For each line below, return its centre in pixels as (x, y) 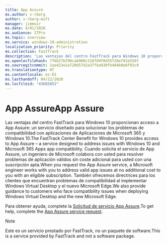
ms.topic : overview (25, 38)
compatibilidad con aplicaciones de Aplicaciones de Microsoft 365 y (75, 133)
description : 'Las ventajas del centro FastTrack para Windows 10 (75, 56)
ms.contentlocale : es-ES (31, 75)
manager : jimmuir (23, 24)
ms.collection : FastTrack (32, 51)
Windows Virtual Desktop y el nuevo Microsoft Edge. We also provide (76, 186)
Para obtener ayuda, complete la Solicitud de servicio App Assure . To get (80, 206)
